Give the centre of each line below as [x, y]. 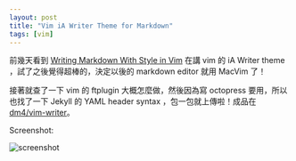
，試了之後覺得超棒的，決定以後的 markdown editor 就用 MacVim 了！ [138, 71]
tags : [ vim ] [31, 34]
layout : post [33, 17]
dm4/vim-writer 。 [42, 113]
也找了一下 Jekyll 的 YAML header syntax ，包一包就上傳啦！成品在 [133, 101]
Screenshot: [32, 131]
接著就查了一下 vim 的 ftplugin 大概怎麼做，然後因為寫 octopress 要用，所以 [148, 91]
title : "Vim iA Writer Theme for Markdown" [91, 26]
